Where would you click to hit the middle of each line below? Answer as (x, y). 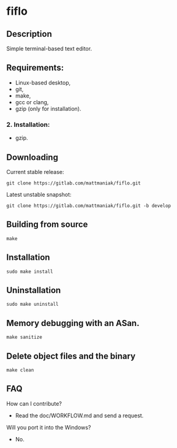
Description (29, 34)
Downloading (32, 157)
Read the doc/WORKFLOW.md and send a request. (79, 416)
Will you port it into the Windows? (49, 427)
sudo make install (30, 271)
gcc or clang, (32, 102)
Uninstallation (34, 290)
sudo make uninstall (33, 305)
